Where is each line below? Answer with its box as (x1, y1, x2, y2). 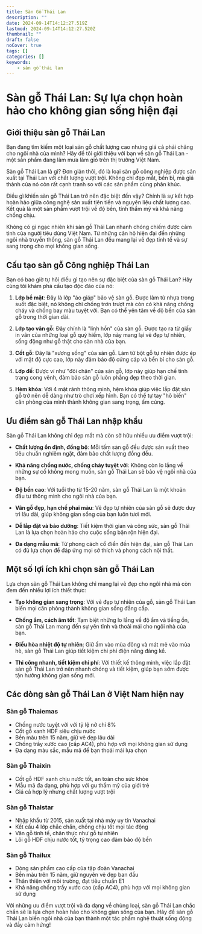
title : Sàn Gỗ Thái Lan (6, 8, 66, 15)
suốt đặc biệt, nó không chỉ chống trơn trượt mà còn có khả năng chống (14, 301, 194, 308)
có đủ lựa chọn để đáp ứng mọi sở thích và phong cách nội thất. (14, 547, 174, 554)
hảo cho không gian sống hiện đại (6, 104, 178, 118)
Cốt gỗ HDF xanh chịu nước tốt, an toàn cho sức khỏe (14, 775, 149, 782)
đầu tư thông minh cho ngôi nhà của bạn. (14, 492, 118, 500)
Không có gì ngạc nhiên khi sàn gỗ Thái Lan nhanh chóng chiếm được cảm (6, 224, 192, 231)
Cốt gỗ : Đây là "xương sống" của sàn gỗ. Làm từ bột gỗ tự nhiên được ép (14, 349, 197, 357)
